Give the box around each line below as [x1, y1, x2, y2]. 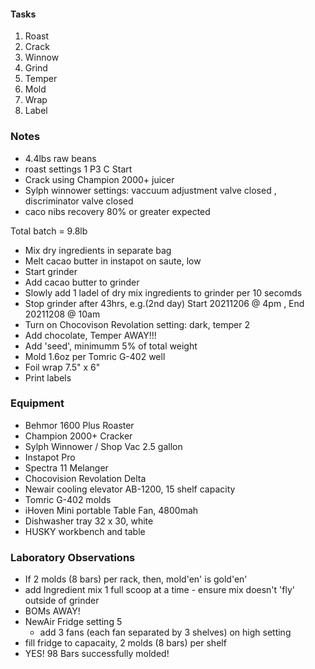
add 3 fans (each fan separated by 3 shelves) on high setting [39, 626, 292, 639]
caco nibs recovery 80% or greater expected [24, 205, 211, 217]
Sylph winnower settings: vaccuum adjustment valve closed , [24, 184, 277, 196]
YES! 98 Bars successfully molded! [24, 648, 170, 660]
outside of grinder [24, 595, 100, 607]
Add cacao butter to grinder [24, 276, 140, 288]
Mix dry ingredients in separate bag [24, 244, 172, 256]
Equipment [10, 396, 65, 410]
